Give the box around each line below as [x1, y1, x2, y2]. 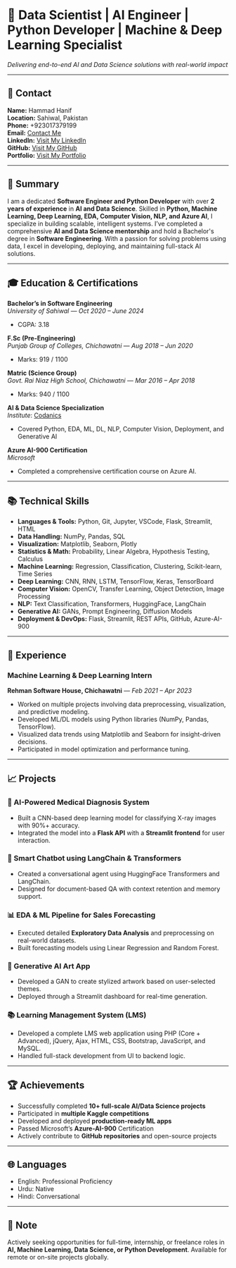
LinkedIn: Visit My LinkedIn [7, 136, 86, 144]
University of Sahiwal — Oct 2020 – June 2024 [7, 307, 144, 315]
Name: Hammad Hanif [7, 106, 72, 114]
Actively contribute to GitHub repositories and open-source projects [17, 1131, 217, 1140]
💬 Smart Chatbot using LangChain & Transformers [7, 854, 181, 863]
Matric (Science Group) [7, 369, 77, 377]
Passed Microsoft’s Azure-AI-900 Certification [17, 1124, 155, 1133]
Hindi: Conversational [17, 1192, 80, 1201]
